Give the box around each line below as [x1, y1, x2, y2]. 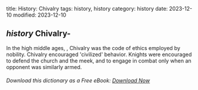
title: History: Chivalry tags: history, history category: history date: [6, 5, 168, 12]
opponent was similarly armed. [6, 63, 82, 70]
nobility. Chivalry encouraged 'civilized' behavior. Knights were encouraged [6, 51, 192, 58]
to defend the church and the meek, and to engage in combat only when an [6, 57, 192, 64]
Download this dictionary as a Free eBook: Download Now [6, 77, 150, 84]
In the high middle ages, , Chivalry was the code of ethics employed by [6, 44, 181, 51]
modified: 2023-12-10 [13, 11, 67, 18]
